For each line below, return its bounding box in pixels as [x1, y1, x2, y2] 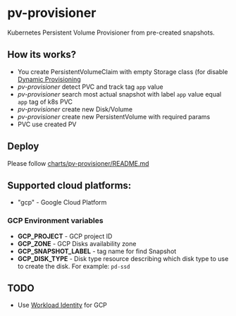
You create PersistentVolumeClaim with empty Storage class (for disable [17, 67, 228, 75]
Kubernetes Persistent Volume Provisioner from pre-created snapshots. [7, 28, 215, 37]
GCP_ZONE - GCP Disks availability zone [17, 239, 137, 248]
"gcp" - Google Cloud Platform [17, 198, 107, 207]
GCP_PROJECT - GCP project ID [17, 231, 113, 241]
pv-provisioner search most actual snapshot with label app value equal [17, 90, 222, 98]
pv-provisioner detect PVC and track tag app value [17, 83, 163, 91]
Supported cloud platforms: [7, 179, 132, 191]
